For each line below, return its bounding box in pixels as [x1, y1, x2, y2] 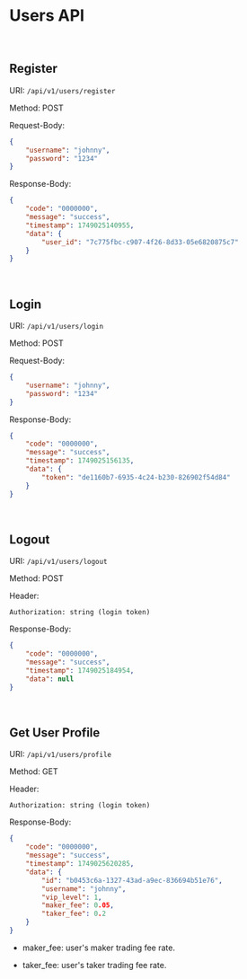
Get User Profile [9, 725, 101, 741]
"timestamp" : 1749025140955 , [25, 221, 135, 230]
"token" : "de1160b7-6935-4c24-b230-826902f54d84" [41, 472, 231, 481]
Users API [9, 5, 85, 26]
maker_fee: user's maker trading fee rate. [22, 942, 175, 953]
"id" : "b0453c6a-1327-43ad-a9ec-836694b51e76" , [41, 876, 223, 885]
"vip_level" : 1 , [41, 893, 102, 902]
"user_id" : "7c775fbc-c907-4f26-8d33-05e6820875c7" [41, 237, 240, 247]
